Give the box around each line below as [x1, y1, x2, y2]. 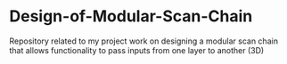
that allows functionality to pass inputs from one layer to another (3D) [9, 44, 265, 55]
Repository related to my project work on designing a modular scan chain [9, 36, 279, 46]
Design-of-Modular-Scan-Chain [9, 6, 253, 27]
